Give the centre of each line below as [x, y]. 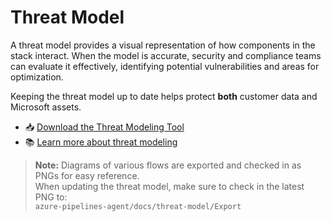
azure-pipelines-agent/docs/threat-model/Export [138, 206]
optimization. [37, 77]
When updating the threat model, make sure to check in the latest [169, 186]
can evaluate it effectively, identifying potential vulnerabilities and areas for [165, 66]
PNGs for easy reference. [87, 175]
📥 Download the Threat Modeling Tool [104, 127]
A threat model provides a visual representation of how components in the [163, 45]
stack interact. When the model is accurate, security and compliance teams [166, 55]
